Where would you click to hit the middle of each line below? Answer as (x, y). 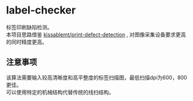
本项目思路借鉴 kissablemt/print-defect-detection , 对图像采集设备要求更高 (96, 34)
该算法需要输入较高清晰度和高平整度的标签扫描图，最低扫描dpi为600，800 (97, 78)
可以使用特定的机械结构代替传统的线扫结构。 (60, 92)
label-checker (41, 10)
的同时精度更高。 (27, 42)
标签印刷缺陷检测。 (29, 27)
